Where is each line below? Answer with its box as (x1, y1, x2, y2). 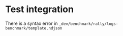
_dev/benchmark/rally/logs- (58, 21, 118, 26)
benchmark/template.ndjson (5, 25, 63, 31)
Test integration (5, 4, 74, 15)
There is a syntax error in (5, 20, 58, 26)
